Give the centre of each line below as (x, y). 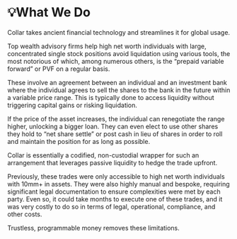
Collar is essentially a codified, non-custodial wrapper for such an (103, 155)
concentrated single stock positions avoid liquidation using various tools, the (119, 53)
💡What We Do (49, 12)
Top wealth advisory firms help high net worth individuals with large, (107, 46)
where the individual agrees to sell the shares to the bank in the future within (119, 90)
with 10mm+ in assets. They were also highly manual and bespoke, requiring (118, 184)
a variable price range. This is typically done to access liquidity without (111, 97)
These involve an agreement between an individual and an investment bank (117, 82)
